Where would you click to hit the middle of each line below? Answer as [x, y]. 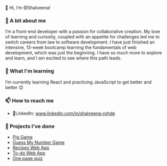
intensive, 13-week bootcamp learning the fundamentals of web [71, 47]
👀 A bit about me [25, 20]
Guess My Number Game [38, 142]
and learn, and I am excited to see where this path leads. [63, 58]
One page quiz [28, 158]
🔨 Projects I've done [30, 126]
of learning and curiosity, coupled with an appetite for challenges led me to [82, 37]
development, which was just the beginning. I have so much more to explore [84, 53]
